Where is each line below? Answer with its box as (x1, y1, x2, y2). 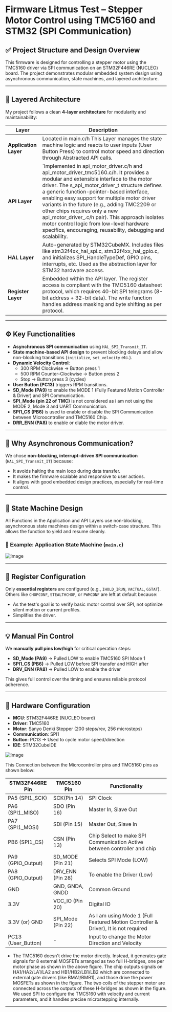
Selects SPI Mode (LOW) (89, 856, 148, 863)
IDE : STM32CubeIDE (12, 742, 57, 748)
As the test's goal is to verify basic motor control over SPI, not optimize (12, 601, 163, 607)
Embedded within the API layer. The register (42, 275, 148, 282)
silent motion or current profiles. (12, 607, 81, 613)
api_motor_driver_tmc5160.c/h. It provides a (42, 169, 149, 176)
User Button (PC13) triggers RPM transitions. (12, 381, 108, 387)
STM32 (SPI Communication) (5, 26, 132, 37)
